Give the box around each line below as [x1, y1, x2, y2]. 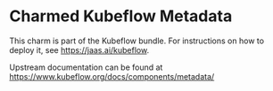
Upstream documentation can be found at [9, 62, 163, 72]
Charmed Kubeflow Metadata [9, 6, 233, 27]
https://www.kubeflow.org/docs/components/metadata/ [9, 71, 215, 81]
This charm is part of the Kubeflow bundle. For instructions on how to [9, 35, 265, 46]
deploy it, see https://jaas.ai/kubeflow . [9, 44, 150, 55]
